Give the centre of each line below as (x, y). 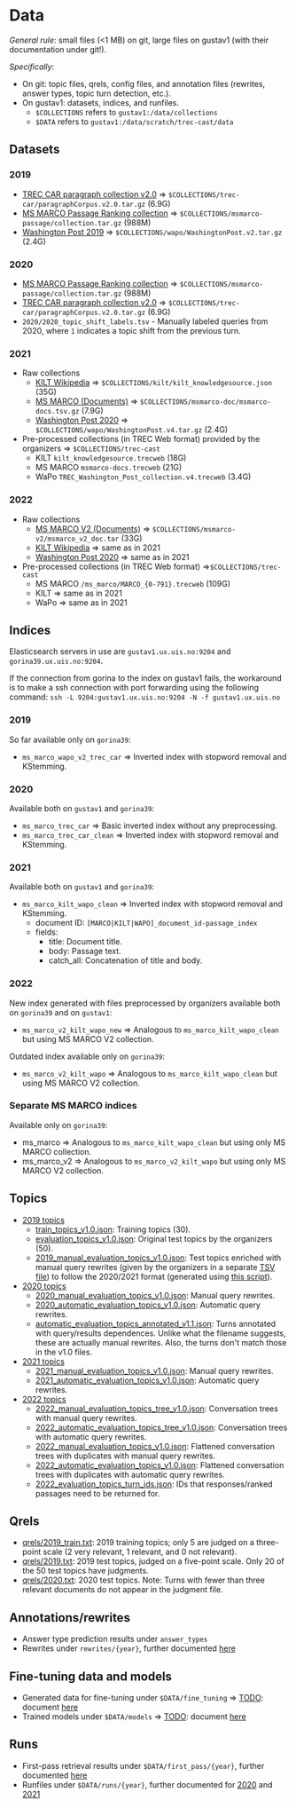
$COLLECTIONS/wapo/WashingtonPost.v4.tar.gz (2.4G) (132, 430)
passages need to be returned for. (97, 1493)
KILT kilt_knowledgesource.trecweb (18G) (111, 458)
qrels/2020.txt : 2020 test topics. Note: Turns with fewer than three (144, 1580)
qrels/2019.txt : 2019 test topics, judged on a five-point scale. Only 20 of (153, 1561)
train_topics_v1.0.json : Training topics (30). (113, 1229)
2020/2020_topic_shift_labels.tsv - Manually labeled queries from (145, 321)
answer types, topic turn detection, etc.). (96, 93)
